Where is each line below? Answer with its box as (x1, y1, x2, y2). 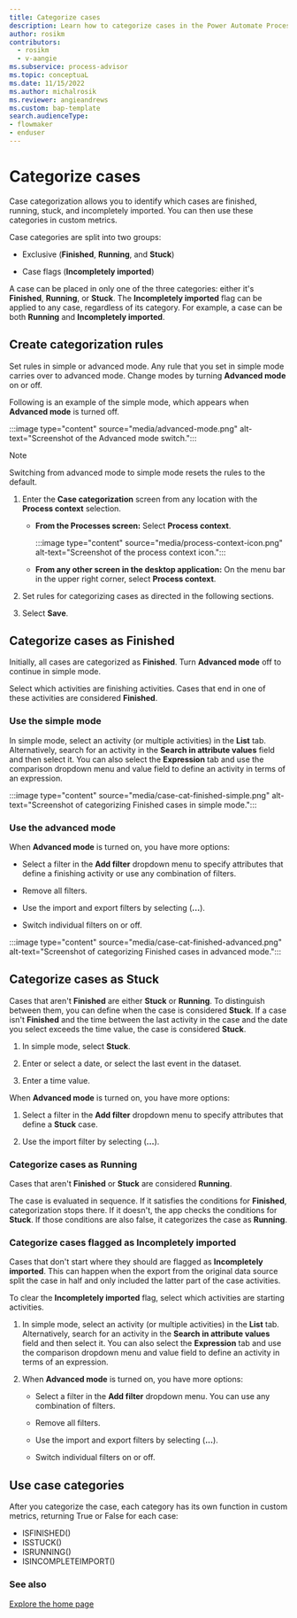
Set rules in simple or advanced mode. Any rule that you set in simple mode (9, 361, 285, 371)
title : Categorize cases (9, 12, 101, 22)
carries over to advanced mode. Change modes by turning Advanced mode (9, 369, 286, 381)
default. (9, 476, 38, 487)
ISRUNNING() (21, 1547, 72, 1558)
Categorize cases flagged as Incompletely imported (9, 1237, 237, 1249)
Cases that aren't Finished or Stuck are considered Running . (9, 1178, 232, 1189)
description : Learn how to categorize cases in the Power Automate (9, 21, 263, 30)
